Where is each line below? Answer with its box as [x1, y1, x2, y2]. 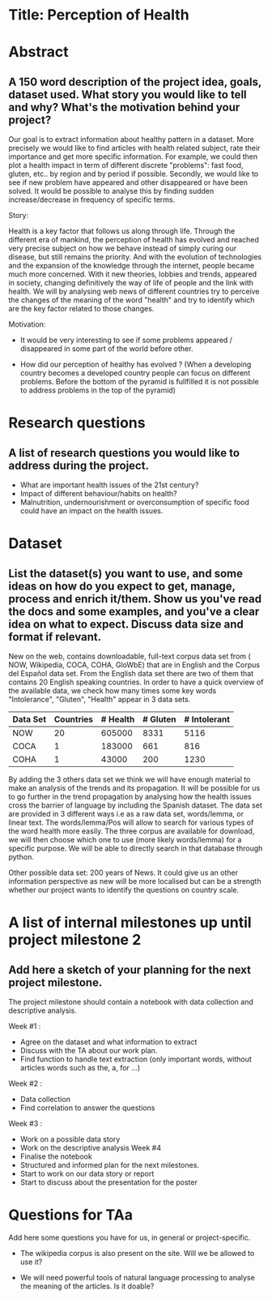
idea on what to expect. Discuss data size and [8, 617, 244, 631]
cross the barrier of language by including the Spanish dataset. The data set [8, 800, 263, 810]
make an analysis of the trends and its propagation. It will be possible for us [8, 783, 261, 793]
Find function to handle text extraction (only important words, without [19, 1054, 253, 1064]
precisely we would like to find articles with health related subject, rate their [8, 144, 261, 153]
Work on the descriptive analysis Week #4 [19, 1143, 162, 1153]
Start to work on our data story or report [19, 1169, 155, 1179]
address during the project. [8, 458, 150, 472]
